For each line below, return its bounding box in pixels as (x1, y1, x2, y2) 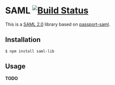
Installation (5, 36, 41, 44)
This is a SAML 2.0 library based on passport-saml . (5, 21, 111, 27)
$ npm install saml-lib (5, 48, 55, 54)
